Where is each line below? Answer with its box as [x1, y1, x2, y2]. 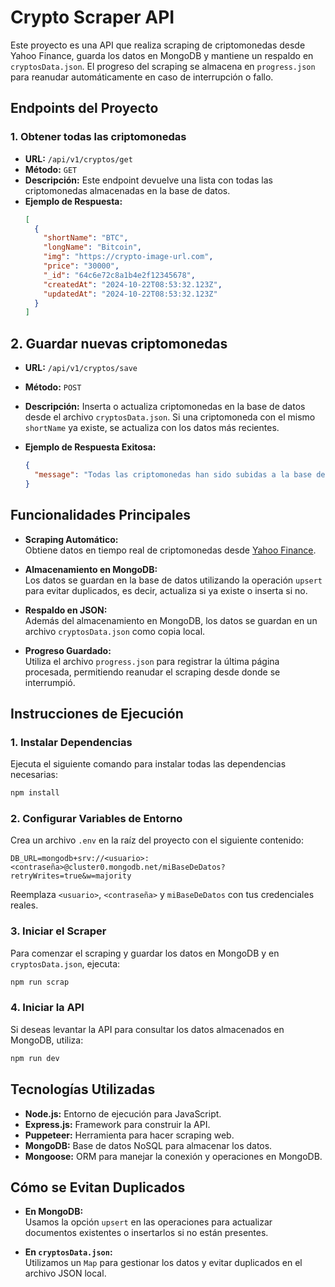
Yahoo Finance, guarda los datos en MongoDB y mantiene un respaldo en [10, 49, 314, 61]
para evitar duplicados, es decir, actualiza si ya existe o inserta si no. [24, 584, 308, 596]
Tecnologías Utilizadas [10, 1081, 156, 1098]
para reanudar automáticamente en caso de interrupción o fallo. [10, 71, 274, 83]
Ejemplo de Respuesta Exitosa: [24, 441, 157, 453]
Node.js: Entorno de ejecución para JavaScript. [24, 1107, 222, 1120]
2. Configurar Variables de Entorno [10, 811, 183, 825]
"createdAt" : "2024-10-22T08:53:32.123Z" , [43, 279, 223, 290]
